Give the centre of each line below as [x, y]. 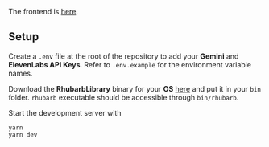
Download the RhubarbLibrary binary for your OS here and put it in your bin [135, 88]
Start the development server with [65, 112]
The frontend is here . [43, 12]
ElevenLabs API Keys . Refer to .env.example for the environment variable [130, 64]
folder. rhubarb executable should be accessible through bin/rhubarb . [124, 97]
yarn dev [23, 135]
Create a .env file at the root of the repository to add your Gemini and [124, 56]
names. [21, 73]
